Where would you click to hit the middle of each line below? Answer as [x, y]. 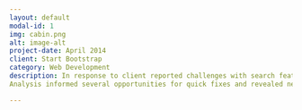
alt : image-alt [38, 42]
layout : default [40, 17]
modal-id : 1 [31, 26]
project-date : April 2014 [58, 51]
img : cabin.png [38, 34]
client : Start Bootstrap [56, 59]
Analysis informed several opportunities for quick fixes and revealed [146, 84]
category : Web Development [60, 68]
